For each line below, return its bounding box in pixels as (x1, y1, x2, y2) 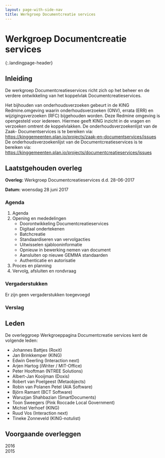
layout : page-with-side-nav (5, 7, 63, 12)
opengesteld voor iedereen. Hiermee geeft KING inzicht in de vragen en (5, 118, 151, 124)
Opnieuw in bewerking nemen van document (19, 247, 111, 253)
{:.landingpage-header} (5, 60, 53, 66)
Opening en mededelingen (12, 216, 66, 222)
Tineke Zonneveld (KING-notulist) (12, 415, 81, 421)
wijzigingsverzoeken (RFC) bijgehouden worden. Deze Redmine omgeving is (5, 113, 160, 119)
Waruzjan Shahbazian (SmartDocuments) (12, 394, 97, 401)
